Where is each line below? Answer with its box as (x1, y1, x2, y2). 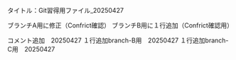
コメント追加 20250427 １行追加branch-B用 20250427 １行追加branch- (7, 36, 229, 44)
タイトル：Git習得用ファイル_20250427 (7, 6, 124, 14)
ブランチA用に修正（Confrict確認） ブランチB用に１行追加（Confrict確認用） (7, 21, 233, 30)
